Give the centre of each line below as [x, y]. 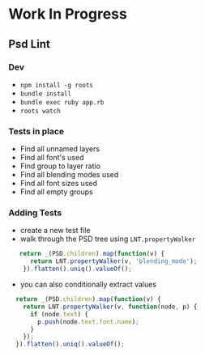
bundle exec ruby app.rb [62, 102]
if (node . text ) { [59, 314]
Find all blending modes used [69, 175]
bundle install [46, 94]
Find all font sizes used [58, 184]
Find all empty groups [56, 192]
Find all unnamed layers [60, 149]
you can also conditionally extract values [88, 285]
